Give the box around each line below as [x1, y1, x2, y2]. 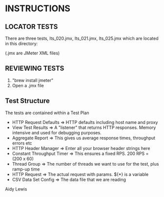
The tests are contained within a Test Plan [5, 110, 89, 116]
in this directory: [5, 41, 38, 47]
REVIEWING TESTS [5, 64, 64, 73]
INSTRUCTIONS [5, 3, 71, 14]
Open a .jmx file [12, 82, 44, 88]
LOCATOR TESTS [5, 23, 58, 31]
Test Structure [5, 97, 50, 105]
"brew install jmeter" [12, 77, 54, 83]
